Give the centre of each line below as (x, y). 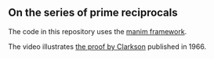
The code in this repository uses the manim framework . (98, 31)
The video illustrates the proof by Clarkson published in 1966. (107, 47)
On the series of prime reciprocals (93, 13)
